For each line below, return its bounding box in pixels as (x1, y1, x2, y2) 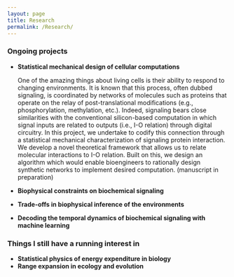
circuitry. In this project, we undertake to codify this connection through (17, 128, 225, 137)
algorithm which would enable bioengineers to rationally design (17, 158, 201, 166)
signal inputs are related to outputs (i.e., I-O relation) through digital (17, 121, 212, 129)
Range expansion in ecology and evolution (17, 262, 144, 270)
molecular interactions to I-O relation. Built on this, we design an (17, 150, 203, 158)
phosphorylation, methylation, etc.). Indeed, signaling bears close (17, 106, 207, 114)
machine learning (17, 221, 70, 229)
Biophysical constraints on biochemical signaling (17, 187, 165, 195)
